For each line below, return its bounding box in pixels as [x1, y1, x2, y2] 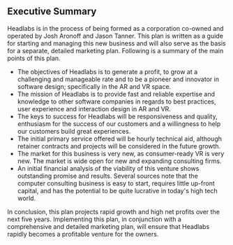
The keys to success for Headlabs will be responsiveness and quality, [17, 112, 218, 120]
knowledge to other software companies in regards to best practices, [17, 97, 216, 106]
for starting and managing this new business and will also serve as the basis [7, 38, 226, 48]
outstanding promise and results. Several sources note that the [17, 171, 199, 180]
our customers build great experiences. [17, 127, 131, 135]
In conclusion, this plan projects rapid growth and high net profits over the [7, 207, 220, 216]
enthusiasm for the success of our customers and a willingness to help [17, 119, 221, 128]
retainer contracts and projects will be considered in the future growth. [17, 141, 221, 150]
